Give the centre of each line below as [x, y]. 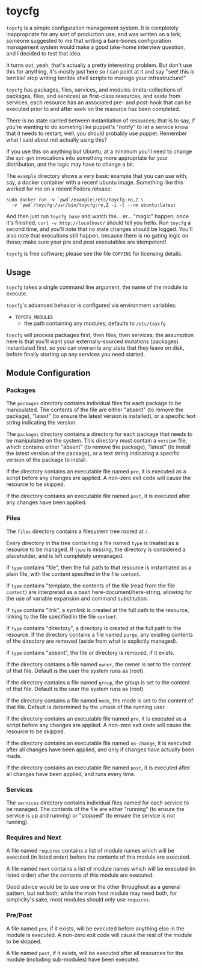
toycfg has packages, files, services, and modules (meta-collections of [94, 89]
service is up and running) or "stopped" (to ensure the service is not [91, 816]
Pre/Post [19, 915]
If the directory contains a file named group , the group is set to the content [98, 682]
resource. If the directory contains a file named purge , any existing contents [100, 634]
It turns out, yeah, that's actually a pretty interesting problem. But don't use [99, 65]
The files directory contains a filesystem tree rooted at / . [78, 531]
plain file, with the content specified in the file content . [74, 573]
